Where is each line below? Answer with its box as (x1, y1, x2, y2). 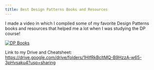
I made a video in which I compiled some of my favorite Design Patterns (5, 20, 150, 26)
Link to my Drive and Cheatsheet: (5, 49, 72, 55)
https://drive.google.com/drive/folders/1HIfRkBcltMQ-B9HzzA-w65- (5, 54, 142, 60)
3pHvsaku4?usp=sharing (5, 59, 56, 65)
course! (5, 30, 20, 36)
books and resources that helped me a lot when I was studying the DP (5, 25, 146, 31)
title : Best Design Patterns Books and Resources (5, 7, 108, 12)
